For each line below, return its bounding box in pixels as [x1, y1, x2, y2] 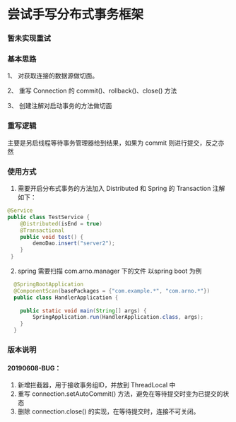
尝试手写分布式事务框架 [7, 6, 144, 23]
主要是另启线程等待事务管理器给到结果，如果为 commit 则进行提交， [7, 139, 206, 147]
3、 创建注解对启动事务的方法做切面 [7, 102, 112, 110]
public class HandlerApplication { [13, 294, 119, 301]
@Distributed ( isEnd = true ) [20, 220, 102, 227]
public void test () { [20, 233, 83, 240]
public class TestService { [7, 213, 90, 221]
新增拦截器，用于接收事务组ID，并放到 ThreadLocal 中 [17, 381, 176, 389]
